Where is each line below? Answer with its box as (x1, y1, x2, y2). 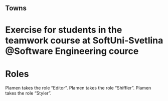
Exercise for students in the (5, 24, 122, 35)
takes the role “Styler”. (5, 90, 52, 96)
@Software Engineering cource (5, 45, 139, 56)
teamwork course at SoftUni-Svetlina (5, 34, 163, 46)
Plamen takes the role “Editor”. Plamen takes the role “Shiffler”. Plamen (5, 84, 151, 90)
